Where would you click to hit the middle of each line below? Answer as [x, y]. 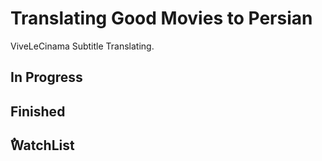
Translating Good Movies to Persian [161, 18]
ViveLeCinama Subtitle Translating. [82, 46]
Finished [38, 111]
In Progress [46, 77]
